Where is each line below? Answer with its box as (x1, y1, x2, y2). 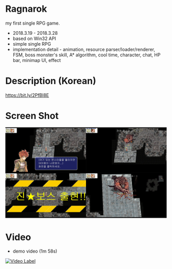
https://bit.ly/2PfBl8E (5, 92, 49, 98)
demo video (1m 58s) (12, 248, 57, 254)
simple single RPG (12, 40, 51, 47)
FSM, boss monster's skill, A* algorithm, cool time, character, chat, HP (12, 52, 161, 58)
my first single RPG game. (5, 20, 60, 26)
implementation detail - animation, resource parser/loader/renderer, (12, 46, 155, 52)
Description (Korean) (5, 75, 96, 87)
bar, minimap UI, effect (12, 57, 61, 63)
